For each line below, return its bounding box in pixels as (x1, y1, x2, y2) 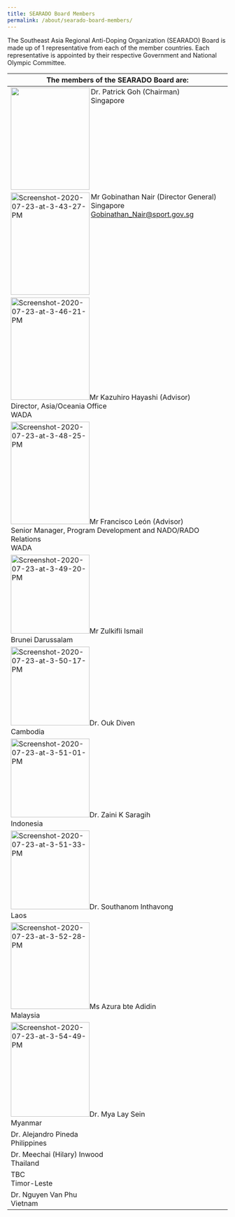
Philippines (10, 1138, 47, 1148)
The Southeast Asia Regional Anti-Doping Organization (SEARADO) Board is (7, 36, 226, 44)
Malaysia (10, 1010, 41, 1020)
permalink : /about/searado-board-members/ (7, 17, 133, 24)
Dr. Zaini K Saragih (90, 809, 151, 819)
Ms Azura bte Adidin (90, 1001, 157, 1011)
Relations (10, 534, 41, 543)
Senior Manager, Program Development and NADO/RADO (10, 525, 199, 535)
